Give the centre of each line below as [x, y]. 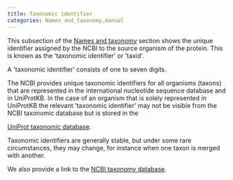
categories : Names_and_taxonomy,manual [66, 20]
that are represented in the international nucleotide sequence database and [117, 90]
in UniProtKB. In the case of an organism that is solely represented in [107, 98]
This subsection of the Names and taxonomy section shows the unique [110, 40]
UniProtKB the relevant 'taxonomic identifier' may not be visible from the [112, 105]
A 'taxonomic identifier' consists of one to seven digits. [87, 69]
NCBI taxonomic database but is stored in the [73, 113]
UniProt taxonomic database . [49, 126]
